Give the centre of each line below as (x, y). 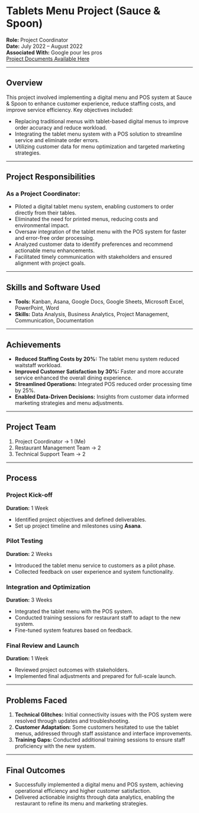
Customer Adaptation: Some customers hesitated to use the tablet (97, 727)
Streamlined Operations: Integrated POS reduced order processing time (103, 384)
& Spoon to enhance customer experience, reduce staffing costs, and (91, 103)
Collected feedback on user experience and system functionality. (94, 571)
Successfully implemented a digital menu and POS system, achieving (99, 785)
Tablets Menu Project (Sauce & (84, 11)
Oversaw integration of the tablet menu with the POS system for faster (100, 232)
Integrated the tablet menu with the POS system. (74, 612)
